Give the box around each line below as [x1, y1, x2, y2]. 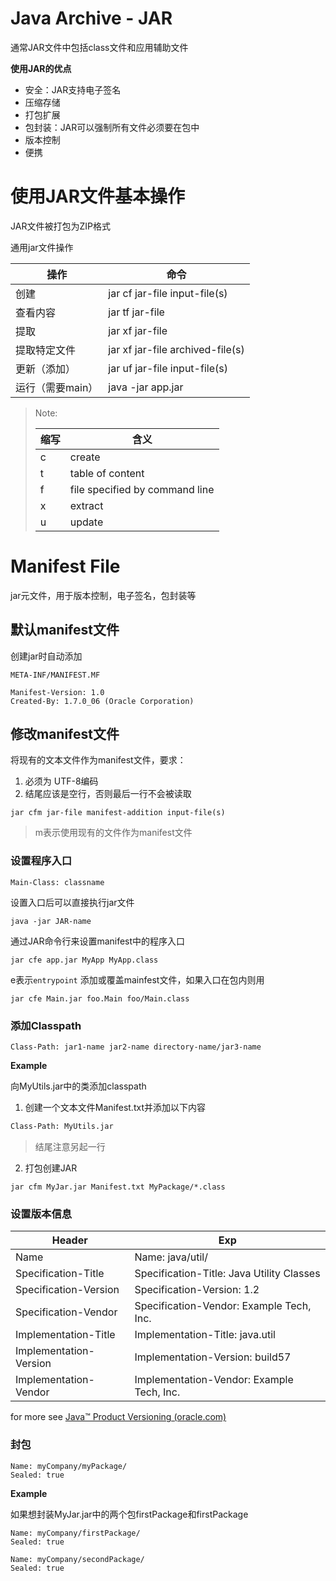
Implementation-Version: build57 [134, 1350, 292, 1364]
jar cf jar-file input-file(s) [108, 286, 228, 300]
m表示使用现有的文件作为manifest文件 [34, 827, 193, 839]
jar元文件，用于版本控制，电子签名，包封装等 [10, 589, 197, 601]
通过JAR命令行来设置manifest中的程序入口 [10, 935, 186, 947]
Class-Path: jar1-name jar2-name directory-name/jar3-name [10, 1042, 262, 1052]
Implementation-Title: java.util [134, 1328, 276, 1342]
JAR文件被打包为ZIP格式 [10, 220, 111, 232]
